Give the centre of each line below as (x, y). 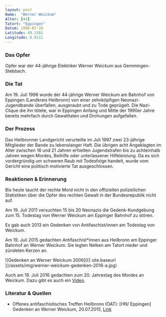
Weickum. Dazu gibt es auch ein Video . (45, 280)
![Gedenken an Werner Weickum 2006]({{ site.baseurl (60, 260)
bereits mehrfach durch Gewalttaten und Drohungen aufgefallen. (71, 116)
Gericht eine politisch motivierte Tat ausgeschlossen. (59, 166)
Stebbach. (16, 71)
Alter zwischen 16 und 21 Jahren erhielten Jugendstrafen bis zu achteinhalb (83, 150)
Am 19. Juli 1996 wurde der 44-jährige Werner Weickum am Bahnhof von (80, 95)
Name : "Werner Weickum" (31, 14)
